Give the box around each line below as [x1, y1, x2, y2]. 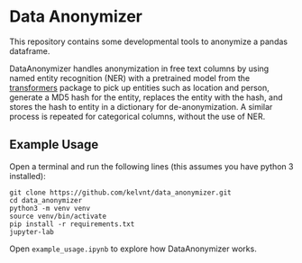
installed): [9, 170, 47, 181]
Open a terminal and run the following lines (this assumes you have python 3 [9, 160, 294, 172]
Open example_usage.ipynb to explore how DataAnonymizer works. [9, 243, 257, 254]
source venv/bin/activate [9, 212, 106, 221]
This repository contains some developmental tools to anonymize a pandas [9, 36, 288, 47]
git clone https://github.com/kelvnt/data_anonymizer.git [9, 187, 232, 197]
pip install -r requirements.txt [9, 219, 135, 229]
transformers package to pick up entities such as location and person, [9, 82, 270, 93]
